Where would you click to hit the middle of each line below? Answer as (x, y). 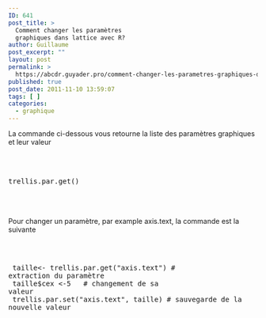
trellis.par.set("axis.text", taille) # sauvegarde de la (127, 299)
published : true (35, 81)
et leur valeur (30, 142)
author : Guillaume (38, 45)
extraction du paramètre (56, 276)
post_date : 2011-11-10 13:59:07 (61, 89)
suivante (22, 229)
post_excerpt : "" (37, 52)
